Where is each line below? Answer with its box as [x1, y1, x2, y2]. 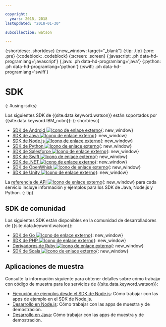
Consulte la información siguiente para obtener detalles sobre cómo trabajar [5, 275, 161, 281]
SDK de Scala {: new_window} [12, 248, 129, 254]
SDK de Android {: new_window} [12, 127, 134, 133]
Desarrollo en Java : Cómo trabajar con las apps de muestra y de [12, 312, 144, 318]
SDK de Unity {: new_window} [12, 169, 128, 175]
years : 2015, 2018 [9, 16, 48, 21]
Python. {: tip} [5, 190, 34, 196]
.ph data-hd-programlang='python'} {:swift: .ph [5, 64, 102, 70]
